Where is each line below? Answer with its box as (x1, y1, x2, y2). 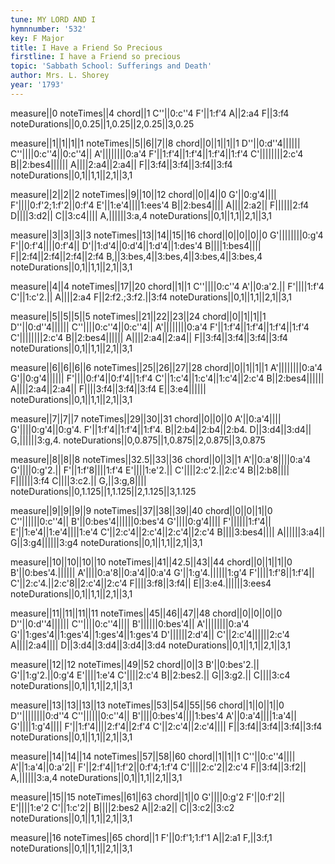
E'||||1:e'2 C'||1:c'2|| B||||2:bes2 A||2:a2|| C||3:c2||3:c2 (10, 801, 235, 813)
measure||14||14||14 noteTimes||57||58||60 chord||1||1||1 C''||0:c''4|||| (10, 750, 296, 762)
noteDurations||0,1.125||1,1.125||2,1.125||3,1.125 (10, 485, 197, 497)
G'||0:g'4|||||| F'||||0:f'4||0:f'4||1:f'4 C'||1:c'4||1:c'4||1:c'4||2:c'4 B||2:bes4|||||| (10, 372, 325, 384)
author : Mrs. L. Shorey (10, 71, 110, 81)
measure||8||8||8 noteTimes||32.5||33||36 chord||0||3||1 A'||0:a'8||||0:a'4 (10, 453, 312, 465)
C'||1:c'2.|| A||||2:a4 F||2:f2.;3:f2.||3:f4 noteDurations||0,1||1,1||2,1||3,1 (10, 291, 292, 303)
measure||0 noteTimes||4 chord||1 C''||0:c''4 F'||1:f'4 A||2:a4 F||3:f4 (10, 107, 290, 119)
